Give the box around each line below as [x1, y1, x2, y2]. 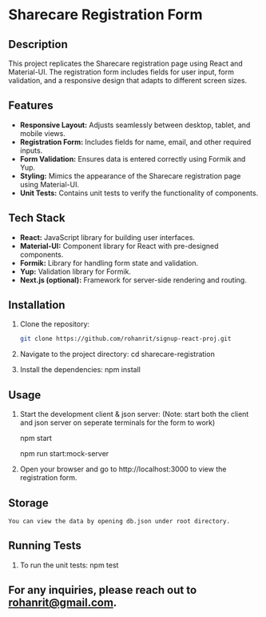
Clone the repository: [19, 319, 90, 329]
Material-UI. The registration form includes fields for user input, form [8, 67, 234, 77]
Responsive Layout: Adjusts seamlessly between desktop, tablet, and [19, 120, 251, 130]
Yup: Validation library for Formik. [19, 266, 132, 276]
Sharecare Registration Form [8, 6, 203, 24]
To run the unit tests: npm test [19, 560, 119, 570]
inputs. [19, 146, 43, 155]
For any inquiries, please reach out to [8, 583, 197, 597]
